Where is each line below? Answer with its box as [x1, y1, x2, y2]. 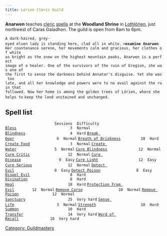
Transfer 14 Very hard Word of [5, 212, 114, 217]
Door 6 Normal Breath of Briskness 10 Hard [5, 136, 159, 141]
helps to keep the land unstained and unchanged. [5, 94, 110, 100]
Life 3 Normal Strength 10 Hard [5, 203, 159, 208]
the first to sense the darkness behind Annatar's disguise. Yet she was [5, 72, 162, 77]
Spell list [5, 108, 32, 117]
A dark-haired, [5, 36, 37, 41]
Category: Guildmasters [5, 225, 54, 231]
